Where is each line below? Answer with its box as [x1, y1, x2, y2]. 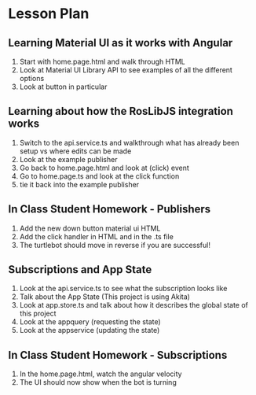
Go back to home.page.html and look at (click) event [19, 163, 190, 172]
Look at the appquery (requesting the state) [19, 317, 161, 327]
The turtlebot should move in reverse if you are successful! [19, 240, 210, 249]
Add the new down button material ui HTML [19, 223, 161, 233]
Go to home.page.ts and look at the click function [19, 171, 180, 181]
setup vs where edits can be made [19, 146, 132, 156]
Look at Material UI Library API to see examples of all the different [19, 65, 233, 75]
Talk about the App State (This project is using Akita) [19, 292, 191, 301]
